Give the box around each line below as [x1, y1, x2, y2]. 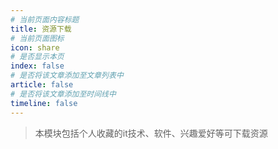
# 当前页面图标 [10, 33, 65, 43]
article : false [10, 80, 74, 90]
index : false [10, 61, 65, 71]
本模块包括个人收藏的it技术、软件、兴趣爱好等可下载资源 [34, 127, 268, 139]
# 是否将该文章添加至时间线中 [10, 89, 117, 99]
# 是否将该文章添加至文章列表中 [10, 71, 124, 81]
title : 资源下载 [10, 24, 72, 34]
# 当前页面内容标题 [10, 14, 80, 25]
